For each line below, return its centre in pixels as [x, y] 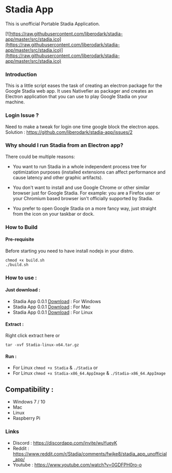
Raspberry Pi [26, 418]
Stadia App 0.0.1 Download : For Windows [57, 302]
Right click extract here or [33, 336]
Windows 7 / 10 [29, 402]
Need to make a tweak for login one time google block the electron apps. [82, 127]
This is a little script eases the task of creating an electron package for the [84, 85]
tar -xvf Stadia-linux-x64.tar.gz [42, 345]
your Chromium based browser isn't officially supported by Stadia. [83, 198]
